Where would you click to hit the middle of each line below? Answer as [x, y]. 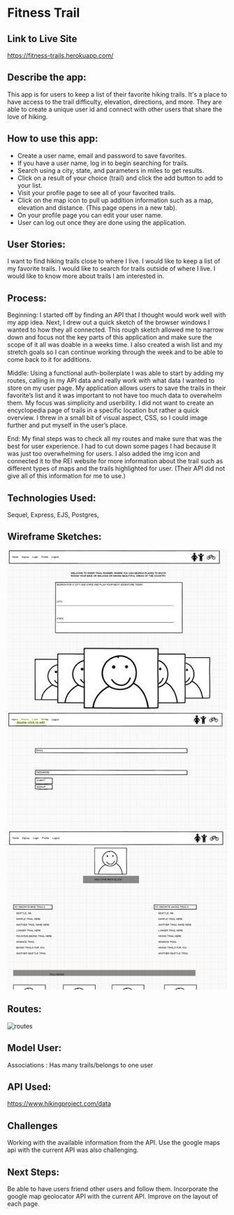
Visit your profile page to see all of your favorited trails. [96, 192]
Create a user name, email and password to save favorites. [102, 155]
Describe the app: [47, 77]
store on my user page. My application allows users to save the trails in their [117, 388]
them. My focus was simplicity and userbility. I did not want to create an [111, 403]
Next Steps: [33, 1172]
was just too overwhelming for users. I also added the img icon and [104, 454]
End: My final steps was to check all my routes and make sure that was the [115, 439]
